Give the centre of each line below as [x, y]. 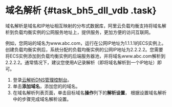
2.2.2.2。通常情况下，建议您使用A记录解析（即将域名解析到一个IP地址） [81, 62]
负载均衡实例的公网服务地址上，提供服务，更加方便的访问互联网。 [84, 32]
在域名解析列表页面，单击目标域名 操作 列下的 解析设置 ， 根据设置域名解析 [90, 93]
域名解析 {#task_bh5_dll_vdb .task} [81, 11]
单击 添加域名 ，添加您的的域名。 [46, 86]
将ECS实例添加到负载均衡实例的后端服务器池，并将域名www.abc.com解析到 [85, 56]
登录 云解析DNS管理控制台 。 [42, 80]
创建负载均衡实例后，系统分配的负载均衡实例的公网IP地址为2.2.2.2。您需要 [84, 49]
